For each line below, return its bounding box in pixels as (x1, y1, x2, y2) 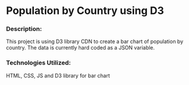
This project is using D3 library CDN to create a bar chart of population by (6, 38, 184, 45)
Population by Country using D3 (6, 4, 164, 17)
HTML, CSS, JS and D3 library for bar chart (6, 72, 110, 79)
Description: (6, 25, 42, 33)
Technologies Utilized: (6, 59, 71, 67)
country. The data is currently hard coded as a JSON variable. (6, 44, 155, 51)
